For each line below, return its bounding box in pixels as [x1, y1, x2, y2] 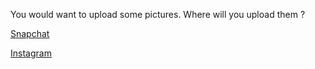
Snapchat [10, 28, 50, 39]
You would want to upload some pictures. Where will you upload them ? [10, 9, 306, 20]
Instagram [10, 47, 52, 59]
